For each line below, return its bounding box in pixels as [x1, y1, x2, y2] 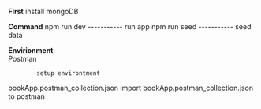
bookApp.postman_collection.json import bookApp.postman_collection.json [8, 83, 254, 92]
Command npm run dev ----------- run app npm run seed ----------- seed [8, 22, 252, 31]
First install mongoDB [8, 7, 79, 16]
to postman [8, 92, 46, 101]
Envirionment [8, 46, 54, 54]
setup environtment [36, 70, 101, 77]
